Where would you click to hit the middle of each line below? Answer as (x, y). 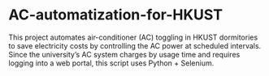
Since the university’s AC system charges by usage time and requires (124, 54)
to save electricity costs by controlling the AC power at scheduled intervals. (135, 45)
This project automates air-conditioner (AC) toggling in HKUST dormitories (133, 37)
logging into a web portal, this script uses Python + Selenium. (111, 63)
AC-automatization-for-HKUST (116, 15)
